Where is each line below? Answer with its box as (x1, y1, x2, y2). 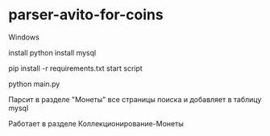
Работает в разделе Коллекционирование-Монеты (8, 118, 184, 128)
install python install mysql (8, 47, 97, 57)
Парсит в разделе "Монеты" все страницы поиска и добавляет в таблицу (8, 94, 262, 104)
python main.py (8, 79, 60, 89)
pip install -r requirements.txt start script (8, 63, 143, 73)
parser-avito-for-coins (8, 6, 164, 24)
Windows (8, 32, 40, 42)
